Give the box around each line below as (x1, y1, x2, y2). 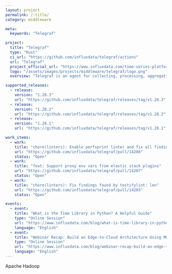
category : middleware (5, 17, 52, 22)
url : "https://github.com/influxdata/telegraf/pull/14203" (14, 187, 143, 193)
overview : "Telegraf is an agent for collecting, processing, (10, 74, 145, 79)
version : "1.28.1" (14, 121, 54, 126)
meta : (5, 26, 17, 31)
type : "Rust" (10, 50, 38, 55)
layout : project (5, 7, 40, 13)
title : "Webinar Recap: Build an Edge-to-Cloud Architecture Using (14, 235, 161, 240)
